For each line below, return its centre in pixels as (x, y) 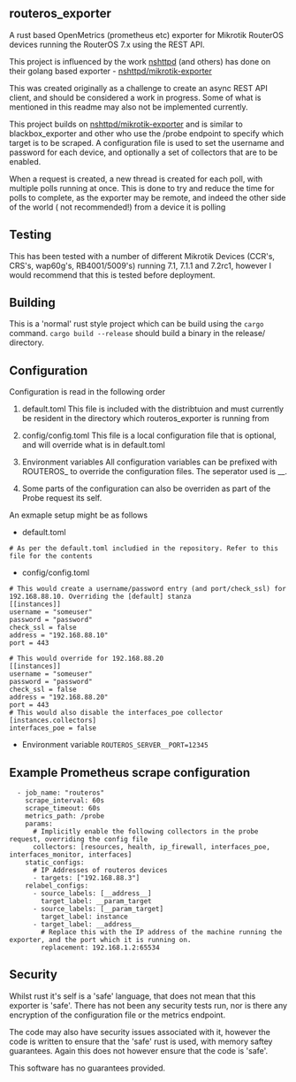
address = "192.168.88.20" (59, 697)
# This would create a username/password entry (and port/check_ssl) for (148, 589)
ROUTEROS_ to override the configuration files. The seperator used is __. (155, 472)
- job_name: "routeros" (61, 793)
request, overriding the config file (79, 840)
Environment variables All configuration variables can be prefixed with (150, 462)
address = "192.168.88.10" (59, 635)
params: (39, 824)
